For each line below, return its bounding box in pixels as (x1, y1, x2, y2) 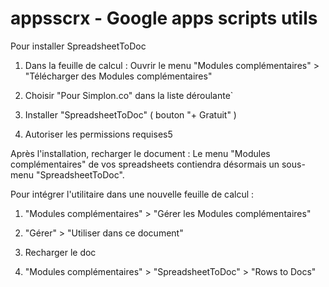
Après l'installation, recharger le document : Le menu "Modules (10, 147, 271, 159)
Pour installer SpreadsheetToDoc (10, 40, 147, 52)
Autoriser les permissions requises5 (24, 128, 173, 140)
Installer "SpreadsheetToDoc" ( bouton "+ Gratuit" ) (24, 108, 237, 121)
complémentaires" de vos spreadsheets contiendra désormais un (10, 158, 280, 170)
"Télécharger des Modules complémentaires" (24, 70, 213, 82)
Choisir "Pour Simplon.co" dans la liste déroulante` (24, 89, 234, 101)
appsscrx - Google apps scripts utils (10, 7, 318, 30)
